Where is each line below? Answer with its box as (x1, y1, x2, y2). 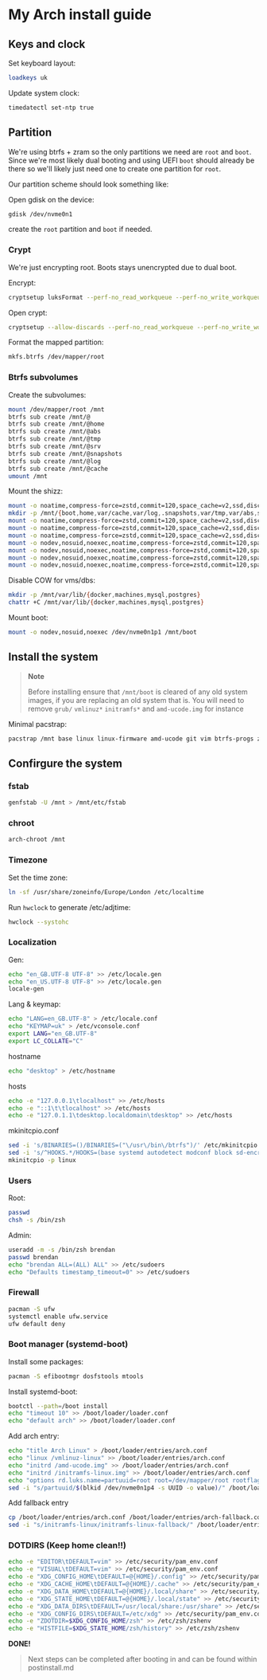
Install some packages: (8, 1356, 84, 1366)
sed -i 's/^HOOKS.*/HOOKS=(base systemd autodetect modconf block (8, 1149, 233, 1157)
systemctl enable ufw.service (8, 1313, 109, 1321)
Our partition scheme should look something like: (8, 179, 169, 189)
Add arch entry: (8, 1431, 60, 1441)
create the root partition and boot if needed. (8, 225, 153, 234)
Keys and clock (8, 37, 86, 51)
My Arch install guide (8, 6, 153, 24)
